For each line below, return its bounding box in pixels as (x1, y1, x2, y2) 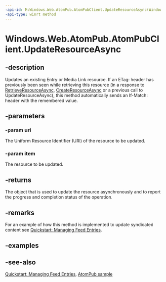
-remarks (5, 208, 35, 217)
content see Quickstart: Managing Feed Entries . (5, 227, 102, 233)
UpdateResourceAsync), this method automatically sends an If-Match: (5, 92, 148, 98)
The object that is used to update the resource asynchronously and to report (5, 189, 161, 195)
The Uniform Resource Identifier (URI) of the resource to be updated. (5, 138, 146, 144)
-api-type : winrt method (5, 12, 56, 17)
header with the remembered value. (5, 97, 78, 103)
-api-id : (5, 7, 23, 12)
